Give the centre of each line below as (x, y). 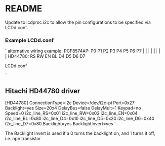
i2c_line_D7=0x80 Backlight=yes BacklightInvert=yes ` (61, 124)
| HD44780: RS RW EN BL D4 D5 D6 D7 (45, 56)
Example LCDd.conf (30, 40)
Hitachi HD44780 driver (43, 91)
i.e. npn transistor (23, 139)
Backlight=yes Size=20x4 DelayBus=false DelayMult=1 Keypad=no (73, 108)
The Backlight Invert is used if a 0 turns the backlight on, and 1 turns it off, (80, 133)
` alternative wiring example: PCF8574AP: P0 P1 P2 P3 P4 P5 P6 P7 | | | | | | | (83, 51)
